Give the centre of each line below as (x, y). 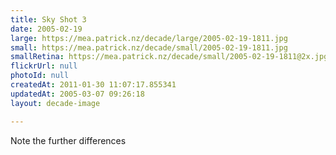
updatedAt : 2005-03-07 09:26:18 (77, 94)
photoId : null (40, 76)
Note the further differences (68, 140)
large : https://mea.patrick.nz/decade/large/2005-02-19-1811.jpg (149, 38)
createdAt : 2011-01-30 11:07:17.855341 (93, 85)
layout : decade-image (55, 103)
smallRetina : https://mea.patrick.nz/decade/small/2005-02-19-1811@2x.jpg (169, 57)
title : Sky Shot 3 (48, 19)
